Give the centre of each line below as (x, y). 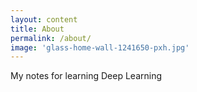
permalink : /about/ (51, 38)
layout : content (44, 19)
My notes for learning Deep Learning (86, 76)
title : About (37, 29)
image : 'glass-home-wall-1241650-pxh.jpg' (100, 47)
